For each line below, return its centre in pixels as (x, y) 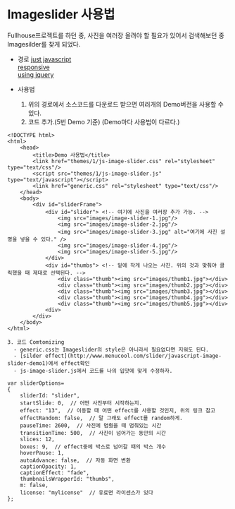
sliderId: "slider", (50, 395)
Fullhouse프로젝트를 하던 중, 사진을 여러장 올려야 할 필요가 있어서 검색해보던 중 (116, 35)
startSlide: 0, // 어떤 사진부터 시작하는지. (81, 403)
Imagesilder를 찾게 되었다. (44, 44)
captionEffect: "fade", (55, 473)
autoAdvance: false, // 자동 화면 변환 (76, 460)
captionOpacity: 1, (49, 467)
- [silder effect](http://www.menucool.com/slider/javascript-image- (118, 356)
